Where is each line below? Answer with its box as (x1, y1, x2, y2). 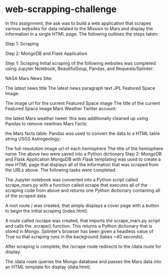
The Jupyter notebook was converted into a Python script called (5, 176, 138, 182)
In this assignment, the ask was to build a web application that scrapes (5, 20, 151, 26)
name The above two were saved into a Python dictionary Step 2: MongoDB (5, 151, 162, 157)
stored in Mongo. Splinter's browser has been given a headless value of (5, 228, 154, 234)
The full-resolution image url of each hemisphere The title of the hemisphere (5, 145, 163, 152)
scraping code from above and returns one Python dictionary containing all (5, 187, 160, 193)
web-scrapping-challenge (5, 4, 117, 15)
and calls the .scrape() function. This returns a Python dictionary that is (5, 223, 152, 229)
